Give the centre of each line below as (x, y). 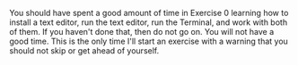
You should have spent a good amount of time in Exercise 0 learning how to (149, 13)
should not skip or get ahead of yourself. (84, 51)
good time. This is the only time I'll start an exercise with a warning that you (149, 41)
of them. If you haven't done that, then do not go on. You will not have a (142, 32)
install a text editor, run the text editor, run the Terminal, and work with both (149, 22)
